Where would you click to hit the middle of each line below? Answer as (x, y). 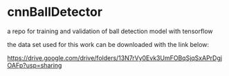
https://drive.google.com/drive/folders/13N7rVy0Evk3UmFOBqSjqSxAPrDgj (115, 58)
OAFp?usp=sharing (35, 65)
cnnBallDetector (55, 12)
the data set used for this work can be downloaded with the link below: (108, 44)
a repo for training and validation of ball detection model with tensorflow (110, 31)
